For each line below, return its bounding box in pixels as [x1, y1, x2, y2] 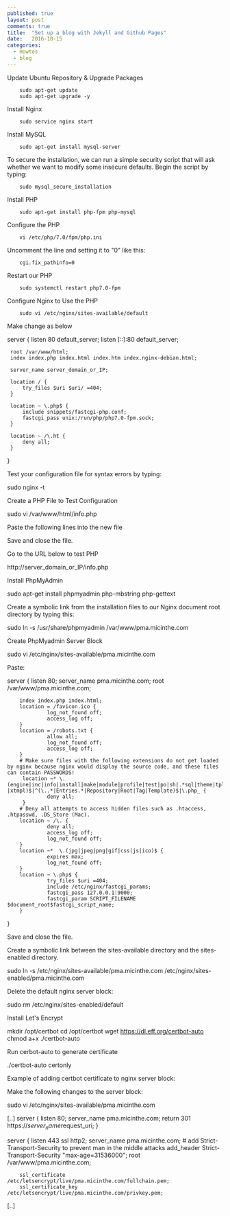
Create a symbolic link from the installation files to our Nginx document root [7, 603, 220, 611]
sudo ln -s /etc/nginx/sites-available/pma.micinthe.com [7, 966, 163, 974]
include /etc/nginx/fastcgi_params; [47, 883, 152, 890]
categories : [7, 42, 41, 49]
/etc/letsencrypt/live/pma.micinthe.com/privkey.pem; [7, 1189, 164, 1196]
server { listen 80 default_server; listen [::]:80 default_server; [7, 335, 179, 343]
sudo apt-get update [19, 86, 78, 93]
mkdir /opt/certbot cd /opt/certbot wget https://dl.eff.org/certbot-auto [7, 1027, 204, 1035]
